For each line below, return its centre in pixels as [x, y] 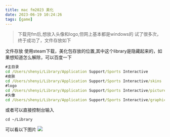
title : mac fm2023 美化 [30, 10]
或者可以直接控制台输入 [30, 110]
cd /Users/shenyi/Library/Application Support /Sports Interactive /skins [83, 81]
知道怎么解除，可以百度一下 [43, 57]
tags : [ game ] [19, 19]
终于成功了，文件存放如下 [44, 40]
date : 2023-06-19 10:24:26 [34, 15]
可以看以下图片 [21, 129]
